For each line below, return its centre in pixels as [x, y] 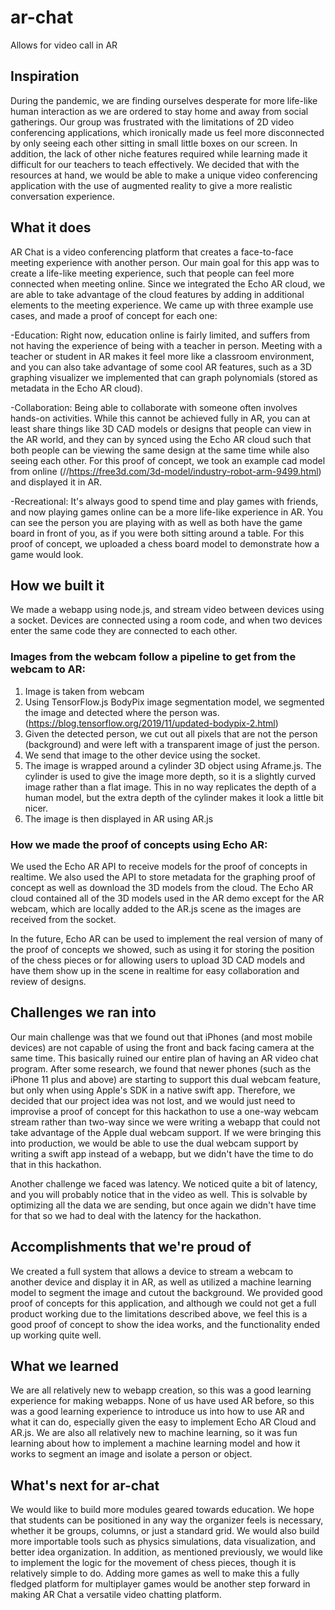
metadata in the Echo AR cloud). [76, 388]
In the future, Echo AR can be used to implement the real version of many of [167, 938]
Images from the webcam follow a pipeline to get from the [153, 657]
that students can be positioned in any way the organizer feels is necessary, [167, 1520]
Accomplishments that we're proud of [131, 1247]
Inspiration [45, 76]
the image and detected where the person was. [122, 712]
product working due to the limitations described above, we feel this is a [159, 1313]
